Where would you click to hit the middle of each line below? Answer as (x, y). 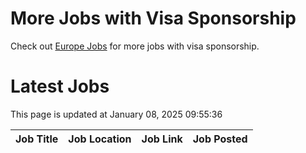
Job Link (162, 139)
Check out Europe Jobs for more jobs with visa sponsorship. (135, 46)
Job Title (37, 139)
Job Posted (220, 139)
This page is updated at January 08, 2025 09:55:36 (116, 114)
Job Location (100, 139)
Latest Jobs (60, 86)
